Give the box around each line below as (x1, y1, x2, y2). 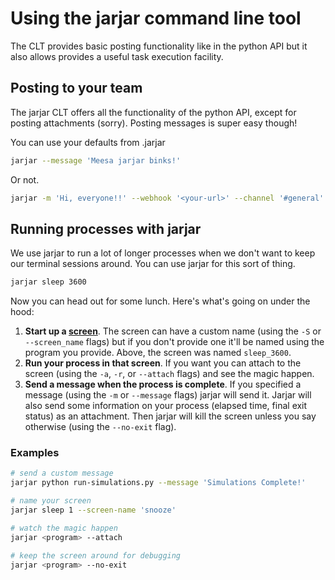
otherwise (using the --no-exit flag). (24, 421, 177, 433)
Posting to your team (10, 80, 143, 97)
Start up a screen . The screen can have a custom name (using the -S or (24, 325, 322, 337)
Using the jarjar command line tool (10, 7, 302, 30)
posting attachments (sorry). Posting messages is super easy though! (10, 117, 298, 129)
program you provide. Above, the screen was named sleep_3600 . (24, 347, 292, 359)
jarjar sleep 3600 (10, 277, 87, 287)
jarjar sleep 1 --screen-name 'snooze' (10, 505, 177, 516)
